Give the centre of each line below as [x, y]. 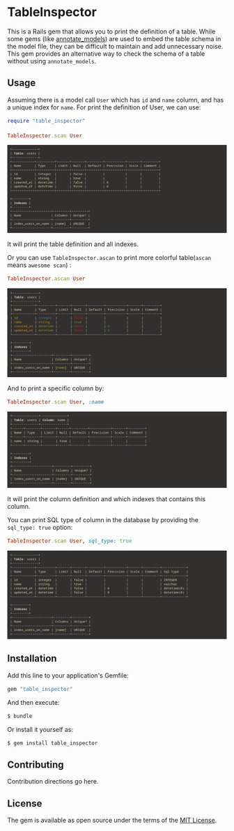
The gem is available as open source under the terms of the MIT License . [112, 821]
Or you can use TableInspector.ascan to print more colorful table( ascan [109, 257]
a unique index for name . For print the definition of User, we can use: [104, 107]
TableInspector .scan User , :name [56, 402]
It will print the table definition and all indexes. [73, 244]
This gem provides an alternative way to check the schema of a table [106, 54]
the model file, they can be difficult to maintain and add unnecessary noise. [115, 46]
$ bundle [20, 716]
